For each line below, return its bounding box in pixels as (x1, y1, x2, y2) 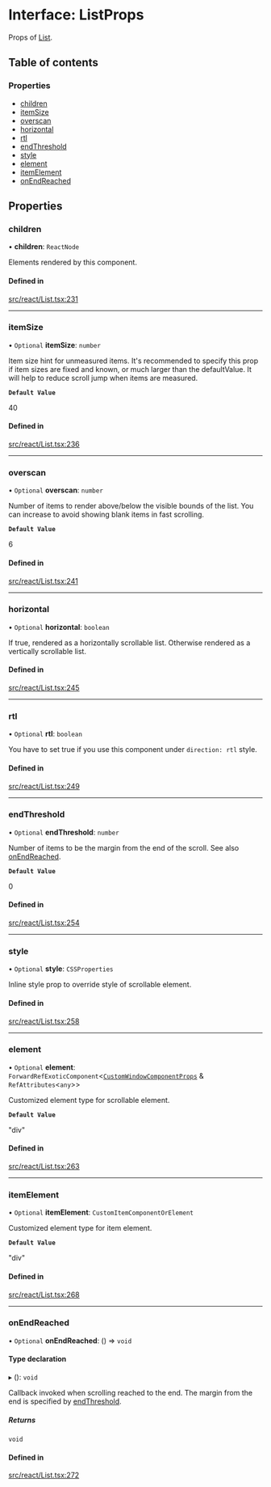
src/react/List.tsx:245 (8, 683, 80, 693)
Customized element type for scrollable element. (8, 1095, 170, 1105)
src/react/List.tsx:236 (8, 439, 80, 450)
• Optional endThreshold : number (8, 827, 119, 837)
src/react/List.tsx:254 (8, 918, 80, 927)
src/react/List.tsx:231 (8, 294, 78, 304)
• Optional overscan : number (8, 485, 103, 495)
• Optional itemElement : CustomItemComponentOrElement (8, 1207, 194, 1218)
